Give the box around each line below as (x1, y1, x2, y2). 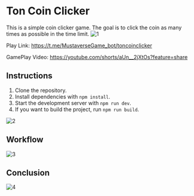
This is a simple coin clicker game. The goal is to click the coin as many (6, 24, 182, 31)
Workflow (6, 134, 44, 145)
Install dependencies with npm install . (14, 93, 110, 100)
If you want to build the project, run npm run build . (14, 106, 139, 113)
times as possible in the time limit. (6, 30, 90, 37)
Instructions (6, 71, 53, 81)
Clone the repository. (14, 87, 67, 94)
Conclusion (6, 167, 50, 177)
